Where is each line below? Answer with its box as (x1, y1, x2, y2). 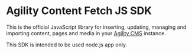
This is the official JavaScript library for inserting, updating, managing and (6, 23, 187, 31)
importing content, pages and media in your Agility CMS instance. (6, 29, 167, 36)
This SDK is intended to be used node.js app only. (6, 41, 128, 48)
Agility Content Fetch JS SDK (6, 4, 152, 18)
